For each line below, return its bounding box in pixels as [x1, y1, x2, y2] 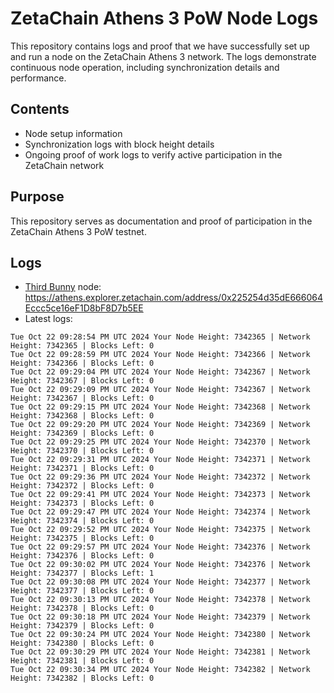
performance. [10, 72, 67, 84]
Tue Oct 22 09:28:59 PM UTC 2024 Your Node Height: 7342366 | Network [10, 350, 311, 360]
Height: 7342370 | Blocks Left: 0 [10, 446, 155, 456]
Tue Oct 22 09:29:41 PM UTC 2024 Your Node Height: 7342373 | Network [10, 490, 311, 500]
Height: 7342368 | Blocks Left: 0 [10, 411, 155, 421]
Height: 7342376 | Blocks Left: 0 [10, 551, 155, 561]
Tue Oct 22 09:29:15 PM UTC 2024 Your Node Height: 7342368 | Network [10, 402, 311, 412]
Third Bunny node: [24, 281, 102, 293]
